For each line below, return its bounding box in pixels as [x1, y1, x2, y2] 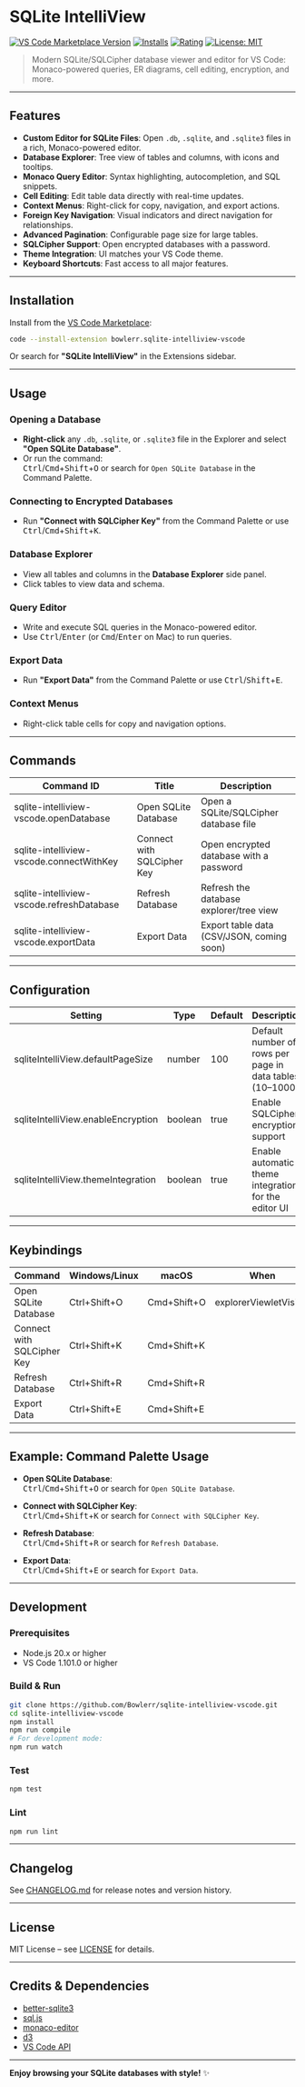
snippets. [22, 180, 58, 192]
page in [251, 1059, 284, 1072]
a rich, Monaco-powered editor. [22, 142, 142, 153]
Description [220, 780, 272, 793]
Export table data [201, 919, 274, 932]
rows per [251, 1047, 290, 1060]
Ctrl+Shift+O [69, 1296, 123, 1309]
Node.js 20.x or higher [22, 1647, 107, 1658]
